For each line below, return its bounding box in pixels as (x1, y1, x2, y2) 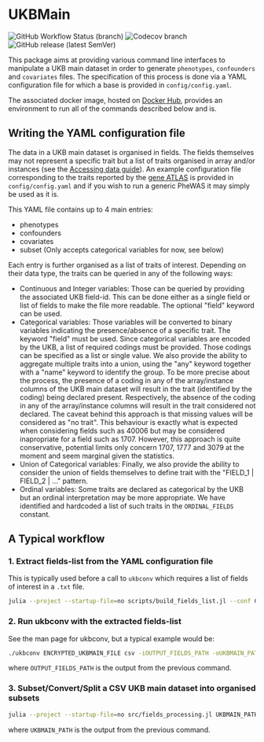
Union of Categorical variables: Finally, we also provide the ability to (19, 459, 240, 469)
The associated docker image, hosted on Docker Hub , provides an (8, 95, 223, 105)
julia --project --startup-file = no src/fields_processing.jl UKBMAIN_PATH (8, 711, 258, 718)
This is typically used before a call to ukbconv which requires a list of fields (8, 574, 249, 583)
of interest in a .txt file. (8, 582, 85, 592)
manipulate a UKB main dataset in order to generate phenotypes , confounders (8, 63, 255, 72)
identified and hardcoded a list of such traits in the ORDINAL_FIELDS (19, 501, 234, 511)
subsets (8, 692, 40, 703)
